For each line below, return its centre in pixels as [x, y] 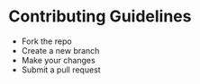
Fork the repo [47, 41]
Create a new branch [60, 50]
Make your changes [58, 60]
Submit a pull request [61, 70]
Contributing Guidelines [100, 17]
